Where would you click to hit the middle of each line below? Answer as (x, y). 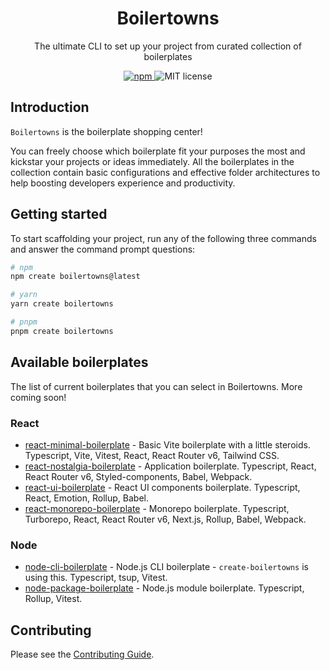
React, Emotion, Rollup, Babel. (86, 498)
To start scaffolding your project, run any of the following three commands (163, 238)
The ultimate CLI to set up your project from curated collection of (168, 46)
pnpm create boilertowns (62, 331)
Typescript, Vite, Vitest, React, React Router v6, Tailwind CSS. (152, 455)
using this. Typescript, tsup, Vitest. (96, 578)
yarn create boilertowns (62, 304)
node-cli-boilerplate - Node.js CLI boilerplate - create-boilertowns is (166, 567)
